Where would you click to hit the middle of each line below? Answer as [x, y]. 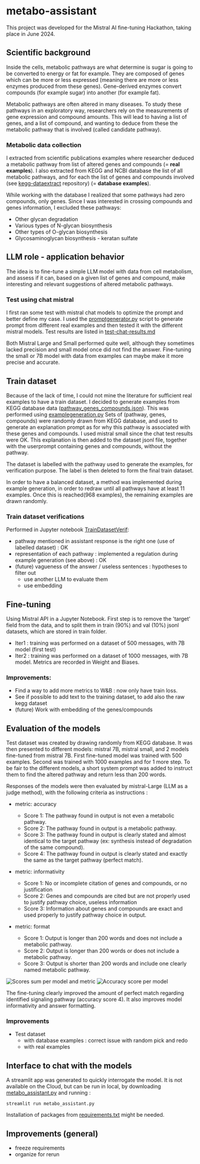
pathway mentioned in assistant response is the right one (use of [95, 541]
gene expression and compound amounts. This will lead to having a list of [96, 117]
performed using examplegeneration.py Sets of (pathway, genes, [86, 414]
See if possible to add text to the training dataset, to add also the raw [100, 697]
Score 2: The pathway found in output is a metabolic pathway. [100, 828]
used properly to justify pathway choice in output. [85, 915]
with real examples [47, 1047]
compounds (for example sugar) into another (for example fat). [83, 92]
